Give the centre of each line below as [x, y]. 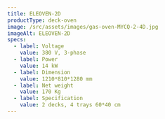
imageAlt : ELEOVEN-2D [39, 33]
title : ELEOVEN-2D [34, 14]
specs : [17, 40]
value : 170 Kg [40, 92]
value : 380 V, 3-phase [53, 53]
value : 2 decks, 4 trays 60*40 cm [70, 105]
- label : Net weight [44, 85]
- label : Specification [48, 99]
